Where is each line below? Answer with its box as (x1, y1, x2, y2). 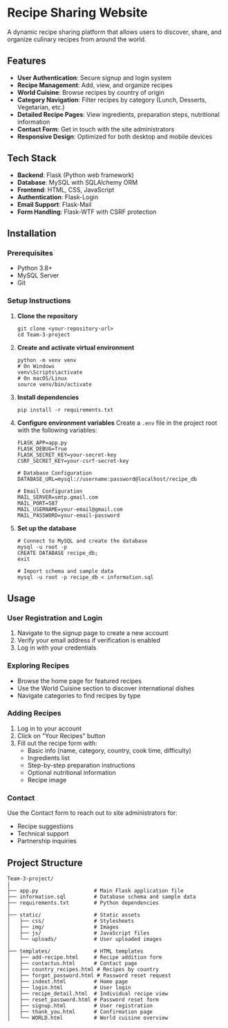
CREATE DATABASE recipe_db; (17, 549, 98, 556)
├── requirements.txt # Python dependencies (7, 899, 159, 906)
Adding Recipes (7, 708, 61, 718)
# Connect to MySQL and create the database (17, 538, 148, 544)
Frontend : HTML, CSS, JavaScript (17, 185, 115, 194)
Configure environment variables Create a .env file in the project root (17, 419, 218, 427)
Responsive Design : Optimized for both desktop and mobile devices (17, 132, 213, 140)
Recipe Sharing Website (7, 5, 148, 21)
